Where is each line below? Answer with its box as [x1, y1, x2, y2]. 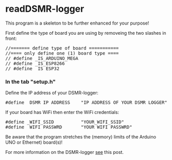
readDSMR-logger [5, 3, 84, 15]
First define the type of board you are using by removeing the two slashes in [5, 30, 166, 36]
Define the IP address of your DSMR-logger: [5, 90, 99, 96]
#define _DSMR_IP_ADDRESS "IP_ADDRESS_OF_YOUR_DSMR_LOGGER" [5, 100, 167, 105]
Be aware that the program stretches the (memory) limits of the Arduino [5, 134, 156, 140]
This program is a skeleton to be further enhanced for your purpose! [5, 20, 149, 26]
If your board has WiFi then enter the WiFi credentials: [5, 109, 119, 116]
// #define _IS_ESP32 [5, 65, 60, 72]
